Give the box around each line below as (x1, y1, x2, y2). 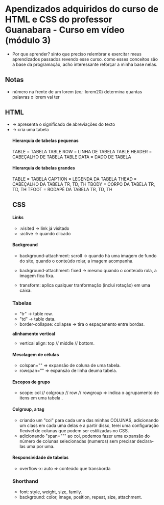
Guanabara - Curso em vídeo (5, 25, 125, 35)
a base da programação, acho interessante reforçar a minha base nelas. (12, 61, 158, 67)
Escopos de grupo (12, 379, 50, 385)
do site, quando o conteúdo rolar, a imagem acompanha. (19, 258, 134, 264)
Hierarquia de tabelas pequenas (12, 138, 79, 143)
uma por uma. (26, 443, 55, 449)
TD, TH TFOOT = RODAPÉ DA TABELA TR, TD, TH (12, 186, 113, 192)
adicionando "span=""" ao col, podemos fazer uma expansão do (19, 433, 150, 439)
